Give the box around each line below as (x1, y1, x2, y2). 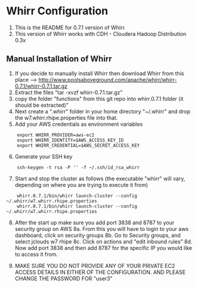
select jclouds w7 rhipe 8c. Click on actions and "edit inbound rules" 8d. (14, 237, 193, 245)
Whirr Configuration (6, 4, 109, 18)
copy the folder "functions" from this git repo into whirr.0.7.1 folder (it (14, 95, 184, 102)
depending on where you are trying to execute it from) (14, 181, 148, 189)
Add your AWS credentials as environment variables (14, 121, 143, 128)
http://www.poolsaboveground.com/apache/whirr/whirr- (38, 76, 177, 83)
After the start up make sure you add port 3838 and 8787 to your (14, 219, 175, 226)
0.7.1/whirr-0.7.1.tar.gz (14, 82, 67, 90)
